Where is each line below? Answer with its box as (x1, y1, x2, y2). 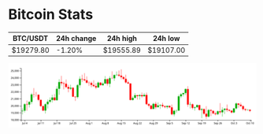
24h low (152, 34, 180, 43)
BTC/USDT (13, 34, 49, 43)
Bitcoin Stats (8, 6, 94, 24)
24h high (106, 34, 138, 43)
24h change (56, 34, 97, 43)
